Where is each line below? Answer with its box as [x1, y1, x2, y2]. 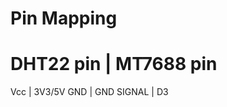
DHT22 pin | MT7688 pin [10, 53, 218, 76]
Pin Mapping [10, 7, 118, 30]
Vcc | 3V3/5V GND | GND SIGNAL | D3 [10, 86, 169, 98]
